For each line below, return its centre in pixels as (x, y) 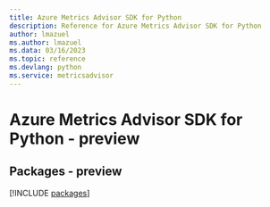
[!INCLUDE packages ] (50, 193)
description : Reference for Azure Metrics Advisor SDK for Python (135, 26)
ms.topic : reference (48, 59)
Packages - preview (66, 172)
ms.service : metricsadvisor (62, 76)
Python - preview (75, 138)
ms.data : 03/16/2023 (48, 51)
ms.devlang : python (46, 68)
